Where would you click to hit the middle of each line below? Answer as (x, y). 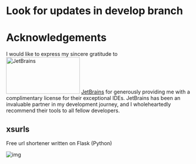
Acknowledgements (57, 38)
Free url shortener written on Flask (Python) (59, 143)
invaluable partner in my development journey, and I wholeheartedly (89, 105)
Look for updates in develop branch (95, 11)
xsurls (18, 129)
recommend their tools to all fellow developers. (63, 111)
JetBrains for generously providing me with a (135, 92)
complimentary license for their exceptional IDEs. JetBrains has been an (93, 98)
